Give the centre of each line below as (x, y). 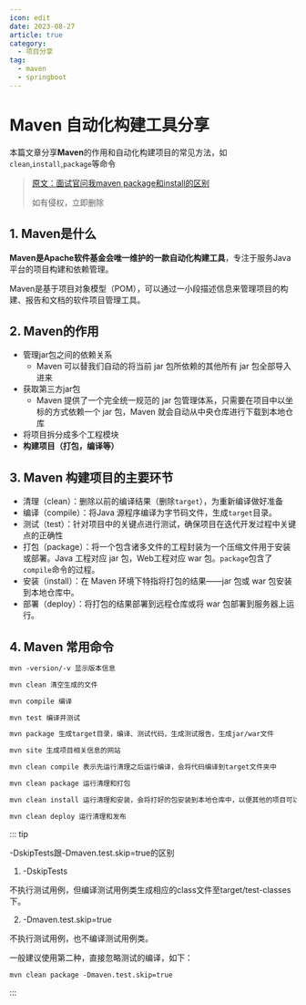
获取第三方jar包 (51, 389)
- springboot (42, 78)
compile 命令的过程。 (61, 570)
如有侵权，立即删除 (68, 202)
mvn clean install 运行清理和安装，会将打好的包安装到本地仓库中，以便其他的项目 (148, 800)
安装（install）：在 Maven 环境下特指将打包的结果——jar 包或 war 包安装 (158, 581)
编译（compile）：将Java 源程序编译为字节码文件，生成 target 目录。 (150, 513)
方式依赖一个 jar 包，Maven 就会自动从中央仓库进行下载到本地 (169, 412)
